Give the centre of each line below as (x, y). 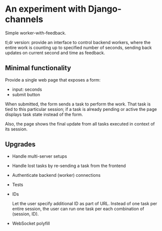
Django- (105, 9)
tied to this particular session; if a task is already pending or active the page (81, 109)
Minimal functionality (38, 68)
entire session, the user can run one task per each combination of (78, 209)
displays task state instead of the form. (44, 114)
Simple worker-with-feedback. (36, 33)
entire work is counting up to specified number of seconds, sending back (79, 47)
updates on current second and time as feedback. (55, 53)
